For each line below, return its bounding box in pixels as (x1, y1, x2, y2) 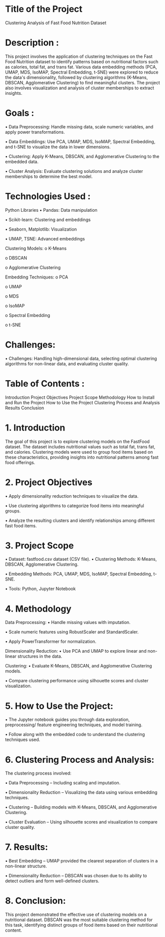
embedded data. (5, 158, 38, 164)
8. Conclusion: (5, 895, 66, 906)
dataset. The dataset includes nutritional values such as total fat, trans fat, (5, 443, 156, 450)
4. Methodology (5, 603, 71, 614)
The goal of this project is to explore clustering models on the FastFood (5, 438, 150, 444)
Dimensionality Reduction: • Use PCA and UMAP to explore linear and (5, 648, 147, 654)
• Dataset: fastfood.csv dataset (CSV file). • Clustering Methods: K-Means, (5, 556, 157, 562)
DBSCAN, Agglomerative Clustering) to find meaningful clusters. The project (5, 79, 160, 85)
